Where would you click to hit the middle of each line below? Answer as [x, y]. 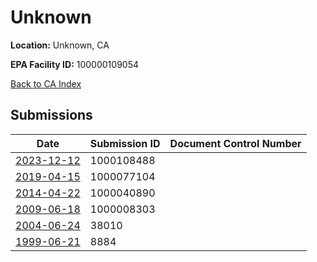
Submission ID [125, 143]
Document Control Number [235, 143]
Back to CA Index [46, 83]
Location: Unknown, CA [60, 45]
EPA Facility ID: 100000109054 [74, 64]
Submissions [51, 115]
